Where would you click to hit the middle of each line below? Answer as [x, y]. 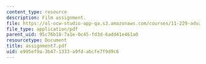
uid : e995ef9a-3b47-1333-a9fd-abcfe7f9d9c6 [63, 52]
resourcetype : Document [37, 40]
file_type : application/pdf [42, 29]
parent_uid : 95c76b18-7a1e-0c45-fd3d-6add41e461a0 [72, 35]
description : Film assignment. [46, 18]
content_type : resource [37, 12]
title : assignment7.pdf [37, 46]
